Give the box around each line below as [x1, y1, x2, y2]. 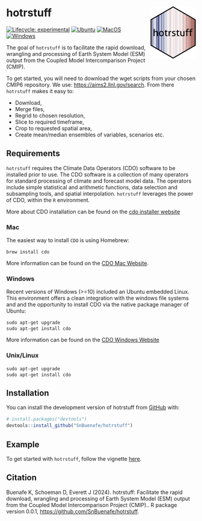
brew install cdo [6, 249, 50, 255]
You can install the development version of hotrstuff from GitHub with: [6, 404, 180, 411]
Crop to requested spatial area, [14, 124, 92, 132]
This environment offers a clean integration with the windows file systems [6, 294, 189, 302]
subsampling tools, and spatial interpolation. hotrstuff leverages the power [6, 190, 194, 197]
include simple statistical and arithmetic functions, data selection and [6, 183, 178, 190]
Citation [6, 472, 37, 483]
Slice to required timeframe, [14, 118, 84, 126]
